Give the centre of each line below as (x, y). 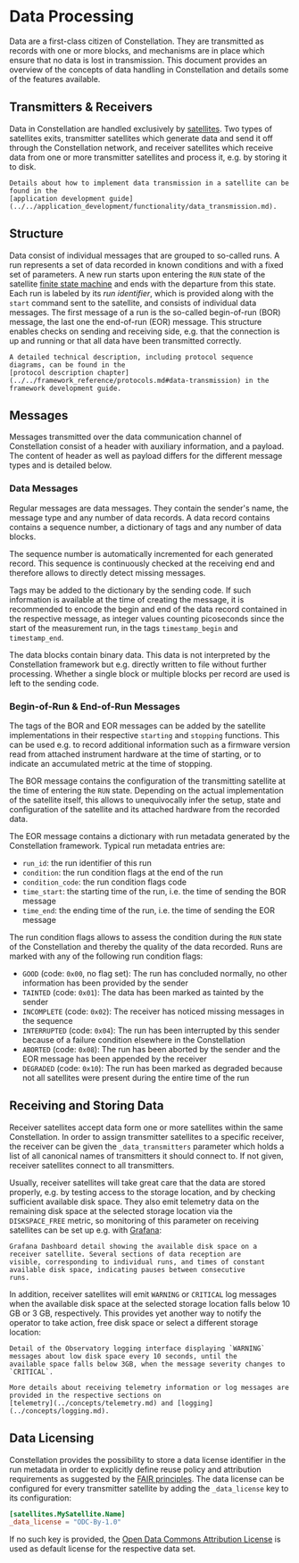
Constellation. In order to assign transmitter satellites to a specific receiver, (146, 1136)
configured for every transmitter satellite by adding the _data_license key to (149, 1488)
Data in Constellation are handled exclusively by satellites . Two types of (141, 129)
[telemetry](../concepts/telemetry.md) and (91, 1403)
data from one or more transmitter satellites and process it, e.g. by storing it (148, 157)
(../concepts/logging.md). (59, 1411)
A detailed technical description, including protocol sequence (131, 357)
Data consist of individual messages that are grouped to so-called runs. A (145, 255)
